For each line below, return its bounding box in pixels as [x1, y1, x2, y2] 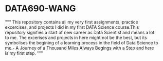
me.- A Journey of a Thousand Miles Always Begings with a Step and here [5, 45, 154, 51]
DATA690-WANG [5, 3, 76, 14]
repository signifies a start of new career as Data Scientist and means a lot [5, 29, 155, 35]
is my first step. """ [5, 50, 43, 56]
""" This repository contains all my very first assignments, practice [5, 19, 139, 25]
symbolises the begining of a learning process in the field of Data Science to [5, 40, 158, 45]
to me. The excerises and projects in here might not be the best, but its [5, 35, 147, 41]
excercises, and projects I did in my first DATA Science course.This [5, 24, 139, 30]
